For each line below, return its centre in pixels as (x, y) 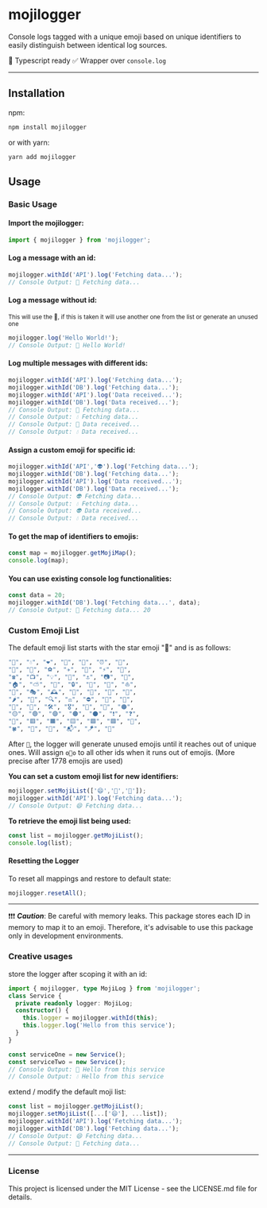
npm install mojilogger (48, 127)
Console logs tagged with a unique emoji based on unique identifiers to (125, 37)
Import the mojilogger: (46, 223)
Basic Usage (33, 204)
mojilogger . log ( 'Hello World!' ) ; (64, 338)
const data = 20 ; (37, 595)
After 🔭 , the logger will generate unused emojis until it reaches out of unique (132, 744)
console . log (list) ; (41, 843)
